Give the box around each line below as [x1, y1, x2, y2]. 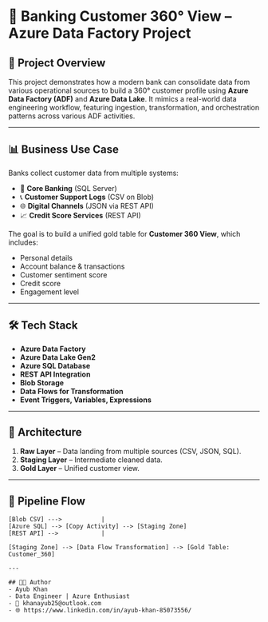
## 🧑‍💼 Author [8, 579, 52, 587]
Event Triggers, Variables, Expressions [19, 395, 152, 405]
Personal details [19, 253, 73, 262]
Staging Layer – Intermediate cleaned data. [19, 455, 164, 465]
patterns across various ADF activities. [8, 111, 136, 121]
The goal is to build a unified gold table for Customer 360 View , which [8, 229, 241, 238]
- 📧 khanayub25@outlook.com [8, 600, 102, 608]
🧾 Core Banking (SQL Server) [19, 183, 117, 193]
